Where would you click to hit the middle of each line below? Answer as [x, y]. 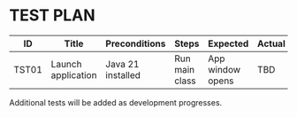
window [224, 69]
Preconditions [136, 43]
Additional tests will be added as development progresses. [116, 102]
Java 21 [122, 64]
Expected [228, 43]
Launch [66, 64]
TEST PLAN [52, 16]
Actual [271, 43]
